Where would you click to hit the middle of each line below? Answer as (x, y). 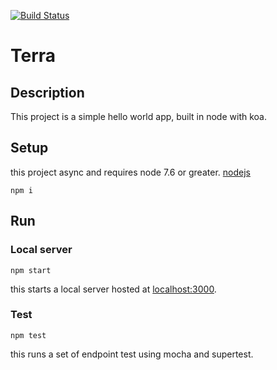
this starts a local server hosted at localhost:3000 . (113, 289)
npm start (31, 270)
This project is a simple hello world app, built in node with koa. (138, 116)
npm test (28, 335)
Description (47, 92)
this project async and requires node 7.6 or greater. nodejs (130, 172)
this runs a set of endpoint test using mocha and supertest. (132, 354)
